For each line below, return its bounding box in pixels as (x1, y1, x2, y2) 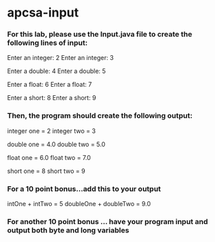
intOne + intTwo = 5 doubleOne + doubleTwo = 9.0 (7, 200, 152, 208)
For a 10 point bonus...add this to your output (7, 184, 161, 194)
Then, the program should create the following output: (7, 111, 193, 121)
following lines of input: (7, 38, 88, 48)
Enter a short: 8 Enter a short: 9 (7, 94, 96, 102)
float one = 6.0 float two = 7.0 (7, 153, 91, 161)
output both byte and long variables (7, 225, 130, 235)
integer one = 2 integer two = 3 (7, 126, 96, 135)
